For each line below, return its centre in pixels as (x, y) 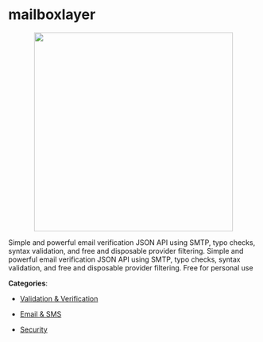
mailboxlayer (52, 15)
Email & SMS (41, 314)
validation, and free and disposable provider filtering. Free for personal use (131, 267)
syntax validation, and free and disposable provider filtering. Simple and (126, 251)
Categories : (28, 283)
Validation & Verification (59, 298)
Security (33, 329)
